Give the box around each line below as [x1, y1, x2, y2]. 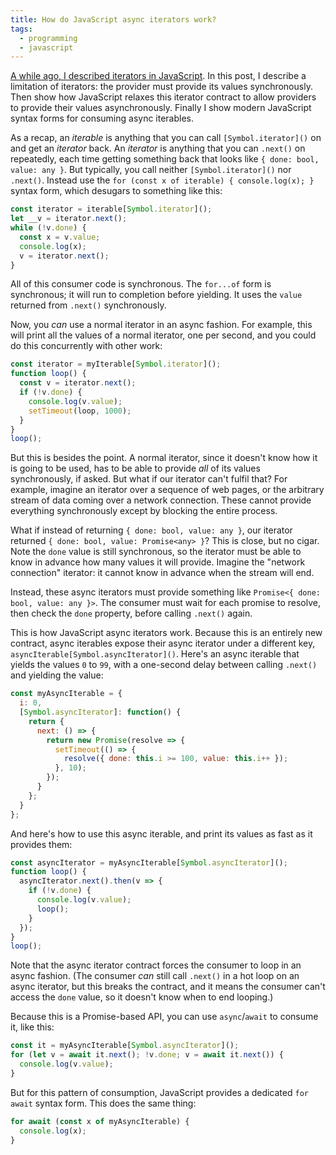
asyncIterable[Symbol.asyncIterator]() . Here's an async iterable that [10, 648, 300, 660]
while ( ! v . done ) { [10, 223, 87, 233]
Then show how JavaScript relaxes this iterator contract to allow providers [10, 91, 317, 103]
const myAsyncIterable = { [10, 689, 123, 699]
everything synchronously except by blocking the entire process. [10, 505, 278, 517]
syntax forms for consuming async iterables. [10, 112, 195, 125]
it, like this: [10, 1021, 55, 1033]
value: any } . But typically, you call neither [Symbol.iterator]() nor [10, 164, 292, 176]
